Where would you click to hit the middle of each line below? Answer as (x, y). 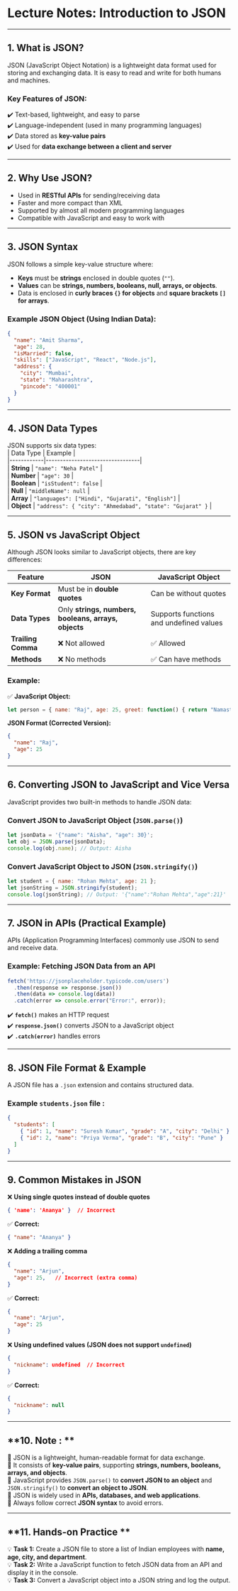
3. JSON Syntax (43, 247)
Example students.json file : (56, 1103)
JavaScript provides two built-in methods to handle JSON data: (100, 802)
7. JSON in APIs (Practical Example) (87, 923)
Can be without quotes (188, 593)
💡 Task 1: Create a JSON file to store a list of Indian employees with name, (116, 1549)
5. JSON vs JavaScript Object (74, 535)
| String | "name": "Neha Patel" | (55, 468)
